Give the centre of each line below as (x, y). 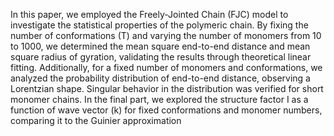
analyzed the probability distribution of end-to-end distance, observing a (160, 78)
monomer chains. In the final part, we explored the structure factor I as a (159, 99)
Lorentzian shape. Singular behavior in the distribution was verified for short (167, 88)
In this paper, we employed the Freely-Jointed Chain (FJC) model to (149, 14)
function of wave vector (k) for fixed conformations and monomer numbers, (166, 110)
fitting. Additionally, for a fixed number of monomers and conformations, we (166, 67)
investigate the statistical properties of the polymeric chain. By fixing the (159, 25)
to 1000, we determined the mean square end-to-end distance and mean (160, 46)
